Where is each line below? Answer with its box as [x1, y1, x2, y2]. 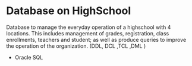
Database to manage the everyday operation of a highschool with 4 [6, 24, 171, 31]
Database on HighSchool [6, 4, 131, 18]
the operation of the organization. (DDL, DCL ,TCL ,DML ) [6, 42, 146, 49]
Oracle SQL [14, 54, 43, 61]
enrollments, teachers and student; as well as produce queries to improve [6, 36, 187, 43]
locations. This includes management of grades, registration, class [6, 29, 169, 37]
